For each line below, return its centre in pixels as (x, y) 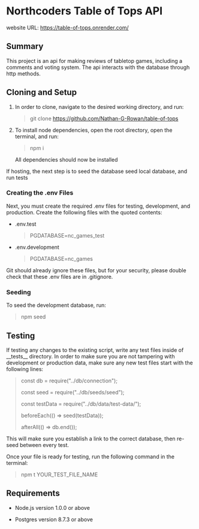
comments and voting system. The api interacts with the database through (98, 67)
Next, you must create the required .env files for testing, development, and (98, 206)
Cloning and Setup (41, 92)
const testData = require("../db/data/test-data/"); (81, 404)
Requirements (33, 493)
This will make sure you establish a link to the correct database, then (91, 439)
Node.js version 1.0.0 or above (52, 507)
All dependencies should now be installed (66, 159)
